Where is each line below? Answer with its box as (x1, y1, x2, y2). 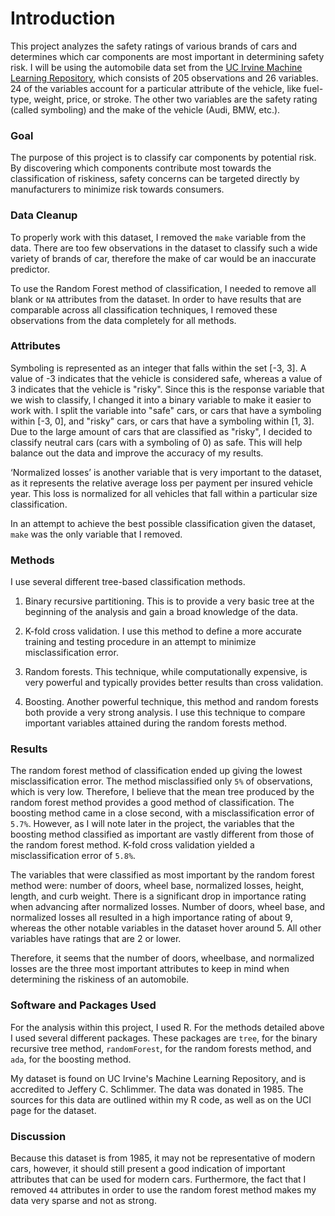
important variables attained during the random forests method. (24, 717, 288, 729)
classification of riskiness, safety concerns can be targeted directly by (10, 173, 300, 185)
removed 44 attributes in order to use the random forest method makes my (10, 1184, 317, 1196)
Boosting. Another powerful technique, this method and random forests (24, 696, 319, 708)
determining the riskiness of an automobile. (10, 973, 190, 986)
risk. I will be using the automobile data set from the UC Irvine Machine (10, 61, 303, 73)
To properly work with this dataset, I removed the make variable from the (10, 231, 307, 243)
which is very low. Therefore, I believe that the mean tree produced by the (10, 786, 315, 798)
